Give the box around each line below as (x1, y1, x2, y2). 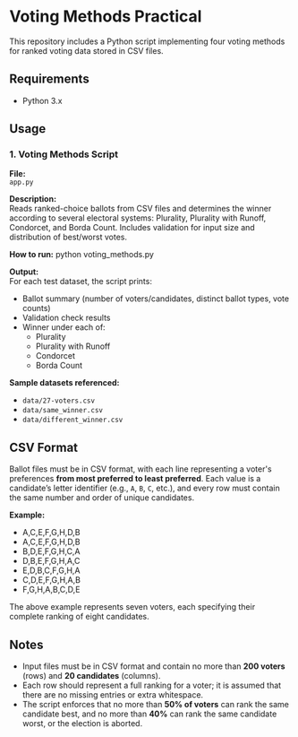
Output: (9, 266, 38, 277)
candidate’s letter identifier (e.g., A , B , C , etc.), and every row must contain (9, 482, 280, 494)
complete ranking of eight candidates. (9, 611, 149, 622)
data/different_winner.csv (21, 415, 123, 425)
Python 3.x (21, 95, 63, 106)
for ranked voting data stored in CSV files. (9, 45, 164, 56)
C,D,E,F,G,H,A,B (21, 575, 81, 585)
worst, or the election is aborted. (21, 718, 143, 729)
